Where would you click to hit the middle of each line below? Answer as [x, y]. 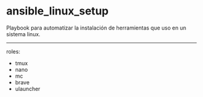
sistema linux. [23, 34]
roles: [13, 51]
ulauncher [27, 89]
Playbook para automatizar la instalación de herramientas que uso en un [96, 28]
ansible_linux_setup [57, 11]
